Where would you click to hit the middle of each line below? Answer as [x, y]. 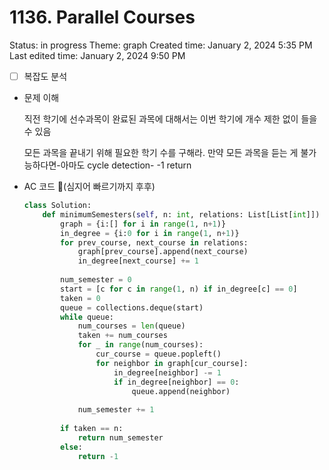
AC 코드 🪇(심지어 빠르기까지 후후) [89, 186]
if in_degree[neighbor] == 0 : [176, 382]
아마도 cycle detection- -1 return [126, 165]
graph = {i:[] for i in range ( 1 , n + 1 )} [143, 224]
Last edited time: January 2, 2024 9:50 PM [97, 55]
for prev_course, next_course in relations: [154, 242]
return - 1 [98, 456]
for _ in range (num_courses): [140, 345]
